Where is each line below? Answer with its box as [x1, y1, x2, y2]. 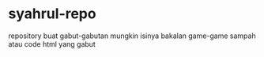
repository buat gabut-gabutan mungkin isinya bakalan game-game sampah [8, 31, 256, 40]
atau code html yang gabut [8, 39, 96, 48]
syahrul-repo [8, 5, 96, 23]
